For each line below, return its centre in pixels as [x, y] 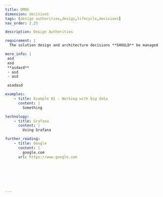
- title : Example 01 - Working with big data [61, 99]
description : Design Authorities [39, 32]
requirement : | [20, 41]
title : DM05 [17, 9]
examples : [15, 94]
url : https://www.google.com [48, 157]
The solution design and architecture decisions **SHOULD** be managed [84, 45]
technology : [17, 116]
